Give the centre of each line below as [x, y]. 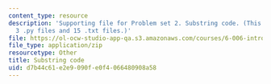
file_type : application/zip [56, 46]
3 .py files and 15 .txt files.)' [73, 30]
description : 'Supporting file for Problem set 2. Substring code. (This [135, 23]
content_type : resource [48, 16]
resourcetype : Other [43, 53]
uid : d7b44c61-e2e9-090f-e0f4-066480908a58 [83, 68]
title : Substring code [46, 61]
